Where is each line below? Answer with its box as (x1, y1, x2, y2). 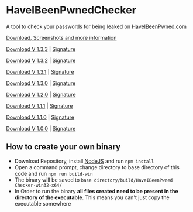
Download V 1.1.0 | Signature (6, 114, 75, 121)
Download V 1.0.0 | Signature (6, 125, 76, 132)
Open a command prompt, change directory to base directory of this (14, 163, 180, 170)
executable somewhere (14, 200, 71, 207)
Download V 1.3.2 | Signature (6, 57, 76, 64)
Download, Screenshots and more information (6, 34, 117, 41)
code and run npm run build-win (14, 170, 93, 177)
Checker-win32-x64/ (14, 182, 63, 188)
